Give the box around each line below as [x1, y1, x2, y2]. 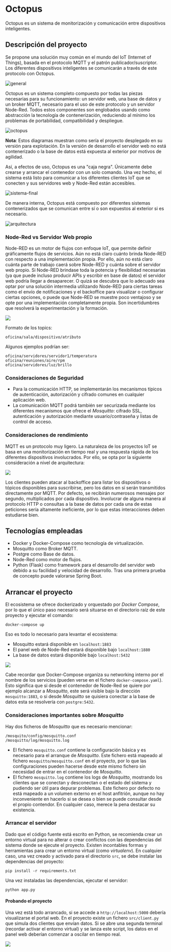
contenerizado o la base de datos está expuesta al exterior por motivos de [5, 148, 162, 154]
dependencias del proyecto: [5, 858, 64, 864]
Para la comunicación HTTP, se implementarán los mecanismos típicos [12, 386, 162, 392]
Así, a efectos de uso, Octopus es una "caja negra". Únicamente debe [5, 164, 152, 170]
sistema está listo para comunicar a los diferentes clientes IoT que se [5, 174, 151, 181]
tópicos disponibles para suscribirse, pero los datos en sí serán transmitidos [5, 484, 166, 490]
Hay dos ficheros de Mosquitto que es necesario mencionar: [5, 723, 133, 729]
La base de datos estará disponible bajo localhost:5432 [12, 652, 130, 658]
